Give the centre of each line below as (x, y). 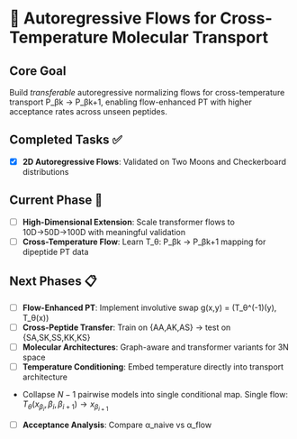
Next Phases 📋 (53, 282)
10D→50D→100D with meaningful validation (104, 232)
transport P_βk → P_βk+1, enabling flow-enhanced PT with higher (130, 102)
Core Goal (38, 71)
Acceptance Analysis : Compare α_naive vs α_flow (117, 425)
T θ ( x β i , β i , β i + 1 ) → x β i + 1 (65, 406)
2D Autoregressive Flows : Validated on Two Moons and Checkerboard (154, 161)
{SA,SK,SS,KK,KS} (56, 337)
